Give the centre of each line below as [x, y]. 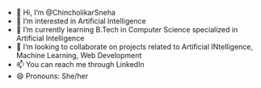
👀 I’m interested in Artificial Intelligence [81, 21]
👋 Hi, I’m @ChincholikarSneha [65, 13]
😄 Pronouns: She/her [52, 76]
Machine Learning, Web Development [79, 55]
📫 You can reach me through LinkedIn [80, 64]
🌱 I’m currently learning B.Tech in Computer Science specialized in [127, 29]
